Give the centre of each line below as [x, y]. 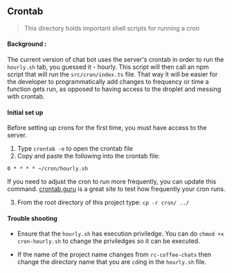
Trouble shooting [32, 218]
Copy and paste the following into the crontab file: [89, 156]
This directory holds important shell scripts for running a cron [111, 28]
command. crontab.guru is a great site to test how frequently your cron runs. [116, 189]
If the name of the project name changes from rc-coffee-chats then [114, 255]
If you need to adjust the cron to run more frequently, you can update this [112, 182]
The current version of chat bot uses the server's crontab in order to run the [116, 60]
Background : [27, 44]
